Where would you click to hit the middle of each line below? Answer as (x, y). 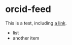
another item (26, 38)
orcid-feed (28, 9)
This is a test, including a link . (36, 23)
